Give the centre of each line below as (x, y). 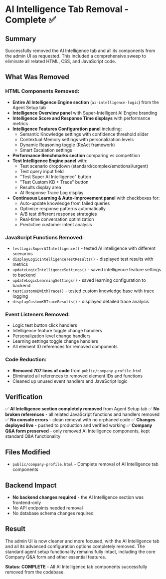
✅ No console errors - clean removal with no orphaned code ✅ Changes (80, 420)
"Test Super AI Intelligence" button (55, 177)
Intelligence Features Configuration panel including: (67, 129)
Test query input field (42, 171)
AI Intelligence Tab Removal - (67, 9)
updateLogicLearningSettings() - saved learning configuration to (79, 280)
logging (20, 296)
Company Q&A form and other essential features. (56, 557)
